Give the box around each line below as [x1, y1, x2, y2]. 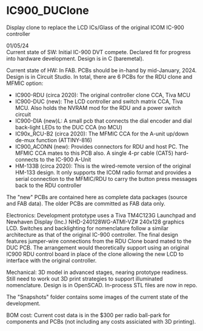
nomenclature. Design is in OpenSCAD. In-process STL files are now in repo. [6, 281, 198, 288]
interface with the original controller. [6, 256, 97, 264]
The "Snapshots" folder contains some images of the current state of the [6, 293, 188, 301]
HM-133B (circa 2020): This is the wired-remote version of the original [15, 162, 191, 169]
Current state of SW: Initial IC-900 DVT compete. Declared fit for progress [6, 48, 191, 55]
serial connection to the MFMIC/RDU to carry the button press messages [15, 175, 198, 182]
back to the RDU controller [15, 182, 82, 189]
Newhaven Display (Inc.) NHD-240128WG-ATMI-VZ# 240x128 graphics [6, 218, 185, 225]
